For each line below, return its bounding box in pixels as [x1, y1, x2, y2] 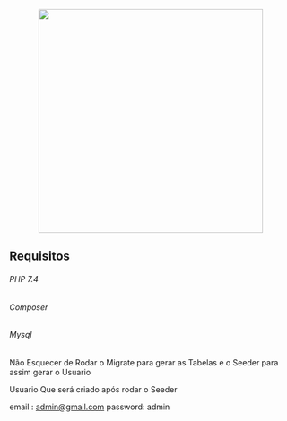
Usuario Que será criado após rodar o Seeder [9, 383, 178, 394]
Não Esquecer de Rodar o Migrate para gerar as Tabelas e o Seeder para [9, 357, 279, 367]
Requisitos [9, 249, 70, 264]
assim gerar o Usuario [9, 366, 91, 377]
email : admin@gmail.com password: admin [9, 401, 170, 412]
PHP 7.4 [9, 273, 39, 284]
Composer [9, 301, 48, 313]
